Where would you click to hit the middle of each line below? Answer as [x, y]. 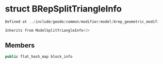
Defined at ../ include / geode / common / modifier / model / [59, 22]
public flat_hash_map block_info [39, 56]
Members [20, 45]
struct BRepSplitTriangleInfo [64, 9]
